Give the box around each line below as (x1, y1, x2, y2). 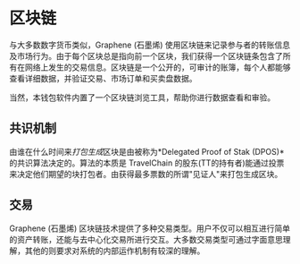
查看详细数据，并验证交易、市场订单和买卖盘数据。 (9, 72, 197, 83)
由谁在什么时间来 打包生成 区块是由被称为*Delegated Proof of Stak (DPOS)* (9, 146, 285, 157)
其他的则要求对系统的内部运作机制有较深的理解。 (24, 245, 205, 256)
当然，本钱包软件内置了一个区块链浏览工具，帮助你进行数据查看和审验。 (9, 91, 275, 103)
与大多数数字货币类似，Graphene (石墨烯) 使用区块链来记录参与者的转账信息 (9, 39, 291, 50)
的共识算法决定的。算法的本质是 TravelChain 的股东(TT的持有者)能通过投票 (9, 158, 285, 168)
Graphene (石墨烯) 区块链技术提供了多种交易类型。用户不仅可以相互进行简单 (9, 223, 291, 234)
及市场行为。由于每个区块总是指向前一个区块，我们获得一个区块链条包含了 (9, 50, 283, 61)
